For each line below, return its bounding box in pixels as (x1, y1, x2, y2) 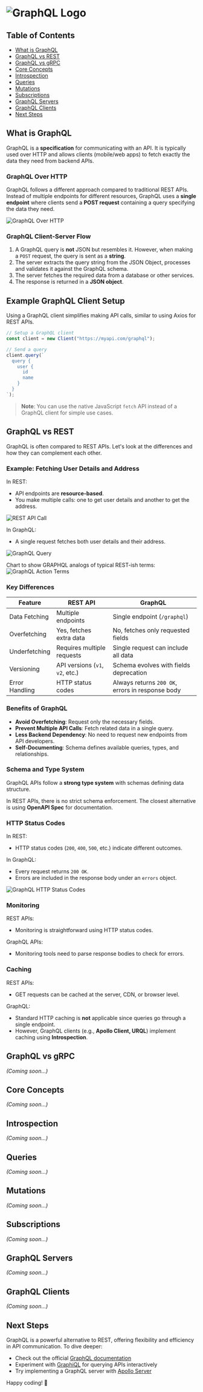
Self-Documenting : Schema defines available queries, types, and (14, 744, 179, 751)
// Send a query (6, 346, 47, 353)
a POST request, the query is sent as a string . (14, 252, 126, 260)
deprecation (112, 668, 147, 677)
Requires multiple (56, 644, 106, 652)
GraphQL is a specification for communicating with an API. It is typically (6, 144, 186, 152)
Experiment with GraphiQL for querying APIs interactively (14, 1361, 158, 1368)
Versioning (9, 665, 40, 673)
